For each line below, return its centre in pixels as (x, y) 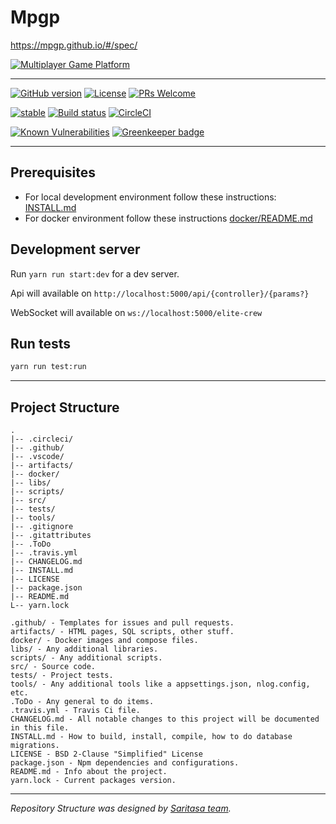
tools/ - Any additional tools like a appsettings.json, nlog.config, (160, 684)
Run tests (40, 343)
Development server (75, 249)
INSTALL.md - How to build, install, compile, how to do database (151, 737)
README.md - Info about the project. (89, 772)
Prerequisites (53, 172)
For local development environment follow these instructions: (150, 197)
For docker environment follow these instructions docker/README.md (168, 218)
